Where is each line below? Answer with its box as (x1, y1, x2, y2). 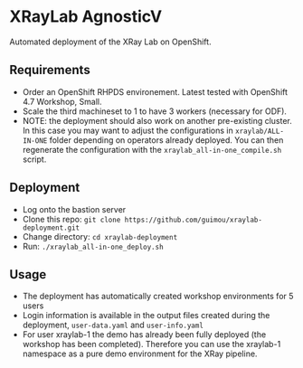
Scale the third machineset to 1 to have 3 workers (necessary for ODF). (22, 106, 288, 117)
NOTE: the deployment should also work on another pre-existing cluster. (22, 115, 292, 126)
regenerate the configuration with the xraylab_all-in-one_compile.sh (22, 144, 282, 155)
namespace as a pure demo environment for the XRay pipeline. (22, 348, 258, 359)
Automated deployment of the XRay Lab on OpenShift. (9, 36, 212, 47)
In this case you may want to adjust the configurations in (22, 125, 233, 136)
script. (22, 154, 47, 165)
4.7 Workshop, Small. (22, 96, 102, 107)
